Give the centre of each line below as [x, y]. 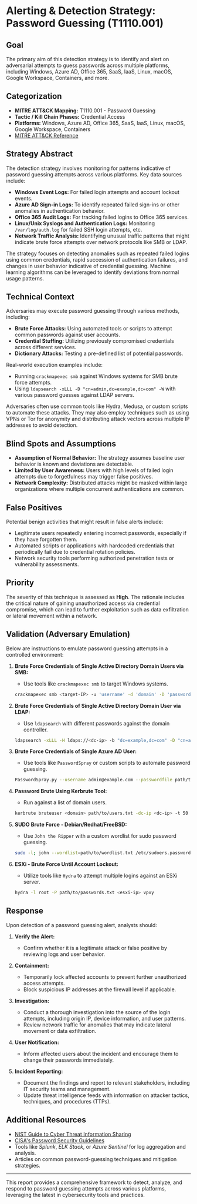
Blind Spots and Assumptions [61, 444]
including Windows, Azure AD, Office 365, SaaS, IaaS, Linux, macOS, [89, 71]
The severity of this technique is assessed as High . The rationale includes [95, 597]
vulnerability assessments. [47, 564]
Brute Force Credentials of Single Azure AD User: [76, 751]
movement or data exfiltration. [60, 1031]
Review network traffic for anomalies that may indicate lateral [97, 1025]
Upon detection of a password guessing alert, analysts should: [81, 925]
